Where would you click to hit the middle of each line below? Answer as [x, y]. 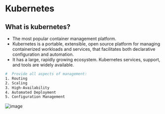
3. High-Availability [27, 88]
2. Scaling [16, 83]
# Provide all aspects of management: [46, 74]
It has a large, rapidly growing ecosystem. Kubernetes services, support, [86, 59]
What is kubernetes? [38, 27]
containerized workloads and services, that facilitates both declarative [84, 49]
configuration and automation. [43, 54]
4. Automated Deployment [31, 92]
